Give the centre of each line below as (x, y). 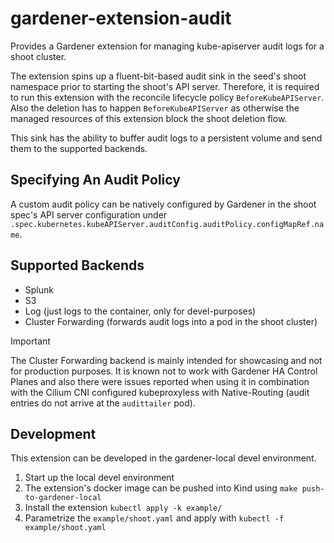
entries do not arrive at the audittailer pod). (103, 403)
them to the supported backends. (79, 148)
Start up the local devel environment (99, 478)
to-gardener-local (63, 498)
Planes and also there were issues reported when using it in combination (160, 381)
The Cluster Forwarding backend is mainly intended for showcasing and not (166, 360)
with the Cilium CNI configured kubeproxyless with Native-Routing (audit (160, 392)
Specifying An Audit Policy (95, 180)
